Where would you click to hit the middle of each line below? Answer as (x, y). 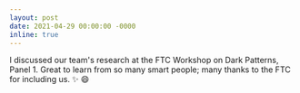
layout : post (34, 18)
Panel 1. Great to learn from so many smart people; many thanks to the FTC (150, 70)
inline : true (34, 34)
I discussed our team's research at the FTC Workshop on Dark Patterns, (144, 60)
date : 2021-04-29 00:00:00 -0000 (73, 26)
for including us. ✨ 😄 (50, 79)
